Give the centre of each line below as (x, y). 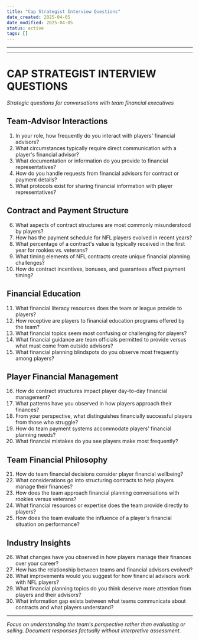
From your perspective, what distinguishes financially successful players (104, 416)
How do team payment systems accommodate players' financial (93, 428)
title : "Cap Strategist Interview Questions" (63, 12)
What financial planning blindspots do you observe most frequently (97, 352)
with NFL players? (37, 582)
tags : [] (17, 34)
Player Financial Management (63, 377)
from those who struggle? (47, 423)
